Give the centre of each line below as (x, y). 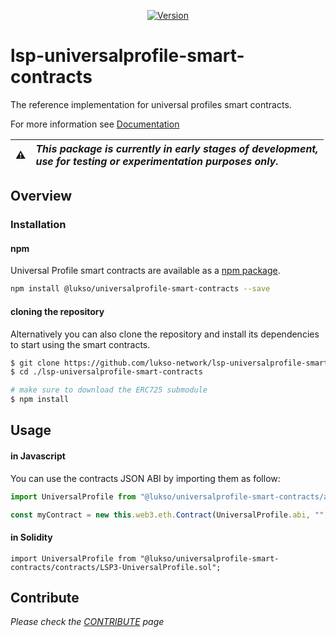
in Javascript (38, 456)
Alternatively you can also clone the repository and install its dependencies (165, 334)
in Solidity (31, 537)
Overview (41, 196)
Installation (38, 225)
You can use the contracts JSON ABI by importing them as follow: (145, 478)
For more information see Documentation (95, 124)
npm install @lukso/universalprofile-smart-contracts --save (140, 289)
